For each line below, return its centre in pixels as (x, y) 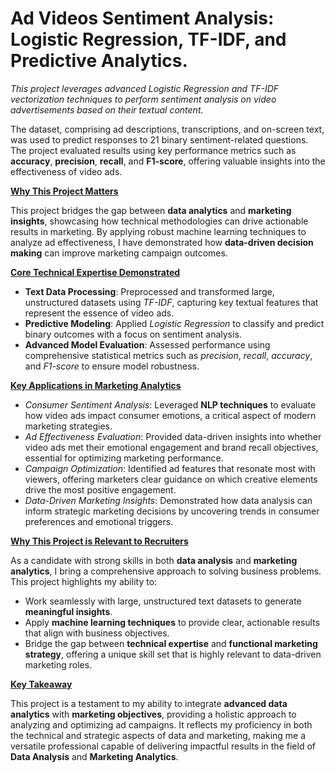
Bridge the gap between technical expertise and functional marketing (171, 643)
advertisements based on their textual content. (107, 109)
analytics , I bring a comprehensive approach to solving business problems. (166, 571)
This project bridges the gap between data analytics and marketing (151, 210)
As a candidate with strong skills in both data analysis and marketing (154, 560)
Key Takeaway (41, 684)
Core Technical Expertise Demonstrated (95, 272)
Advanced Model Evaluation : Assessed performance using (147, 344)
